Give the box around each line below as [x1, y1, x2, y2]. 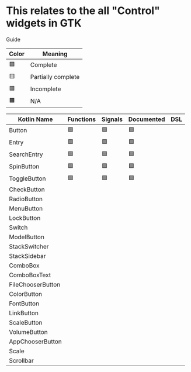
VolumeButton [9, 328, 48, 336]
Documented [128, 115, 165, 123]
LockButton [9, 213, 41, 222]
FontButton [9, 299, 40, 308]
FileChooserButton [9, 280, 61, 288]
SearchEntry [9, 150, 43, 159]
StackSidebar [9, 252, 46, 260]
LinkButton [9, 309, 39, 317]
